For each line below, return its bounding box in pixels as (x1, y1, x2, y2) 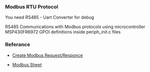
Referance (5, 41, 30, 48)
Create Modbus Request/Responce (12, 52, 83, 58)
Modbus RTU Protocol (5, 3, 59, 10)
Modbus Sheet (12, 62, 42, 68)
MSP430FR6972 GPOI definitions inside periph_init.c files (5, 29, 121, 35)
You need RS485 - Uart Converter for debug (5, 15, 94, 20)
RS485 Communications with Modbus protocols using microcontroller (5, 24, 146, 30)
